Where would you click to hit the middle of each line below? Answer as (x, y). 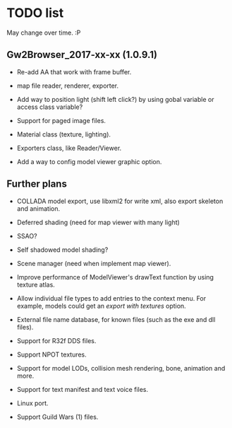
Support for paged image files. (61, 120)
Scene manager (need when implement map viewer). (94, 263)
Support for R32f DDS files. (56, 340)
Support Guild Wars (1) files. (57, 417)
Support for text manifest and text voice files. (83, 389)
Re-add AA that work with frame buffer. (74, 71)
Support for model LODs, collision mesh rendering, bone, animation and (121, 368)
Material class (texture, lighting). (63, 134)
